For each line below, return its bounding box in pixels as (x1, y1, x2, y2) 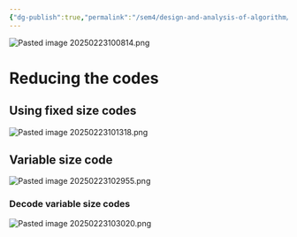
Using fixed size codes (9, 103, 137, 119)
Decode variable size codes (9, 198, 131, 210)
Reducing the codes (9, 68, 159, 88)
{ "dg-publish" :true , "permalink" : (9, 12, 133, 22)
